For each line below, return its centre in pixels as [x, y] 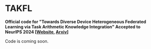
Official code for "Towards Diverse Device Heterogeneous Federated [76, 22]
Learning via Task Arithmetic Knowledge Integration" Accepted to [73, 26]
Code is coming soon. [27, 41]
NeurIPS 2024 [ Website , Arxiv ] [37, 32]
